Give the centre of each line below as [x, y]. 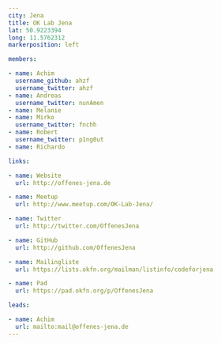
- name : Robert [33, 132]
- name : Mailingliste [44, 262]
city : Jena [26, 15]
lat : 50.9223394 [35, 30]
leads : [19, 305]
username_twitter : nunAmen [60, 103]
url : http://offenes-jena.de [63, 183]
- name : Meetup [33, 197]
